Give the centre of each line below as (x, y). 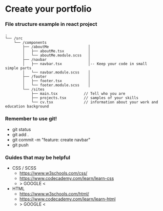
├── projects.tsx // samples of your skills (85, 98)
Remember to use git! (31, 119)
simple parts (18, 68)
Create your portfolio (48, 9)
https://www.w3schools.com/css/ (53, 173)
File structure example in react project (51, 24)
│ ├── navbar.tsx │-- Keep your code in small (85, 64)
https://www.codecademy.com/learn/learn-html (68, 199)
